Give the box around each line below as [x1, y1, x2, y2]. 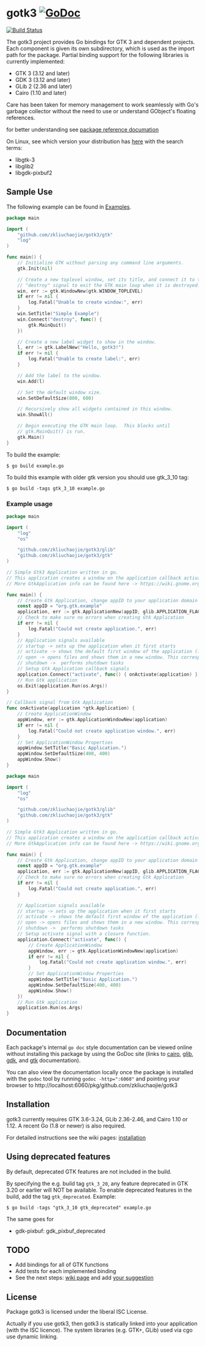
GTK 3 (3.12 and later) [15, 69, 70, 77]
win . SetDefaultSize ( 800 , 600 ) [17, 395, 95, 401]
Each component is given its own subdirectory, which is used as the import [6, 45, 195, 52]
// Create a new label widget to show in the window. [17, 338, 157, 345]
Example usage [6, 499, 53, 508]
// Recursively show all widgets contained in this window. [17, 406, 173, 413]
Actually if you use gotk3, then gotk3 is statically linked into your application [6, 1320, 198, 1328]
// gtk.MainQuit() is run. [17, 428, 86, 435]
